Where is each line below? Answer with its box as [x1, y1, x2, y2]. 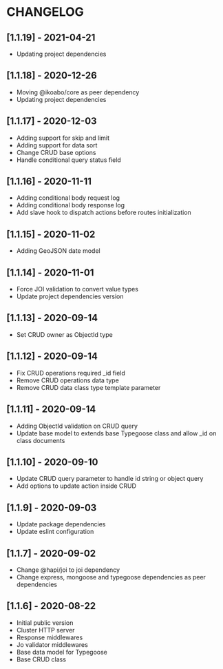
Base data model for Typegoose [16, 648, 107, 656]
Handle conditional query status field [16, 156, 121, 164]
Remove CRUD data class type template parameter [16, 383, 161, 391]
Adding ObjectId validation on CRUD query [16, 422, 138, 430]
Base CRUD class [16, 655, 67, 663]
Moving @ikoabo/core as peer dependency [16, 88, 140, 96]
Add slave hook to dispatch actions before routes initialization [16, 208, 192, 217]
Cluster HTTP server [16, 626, 75, 634]
